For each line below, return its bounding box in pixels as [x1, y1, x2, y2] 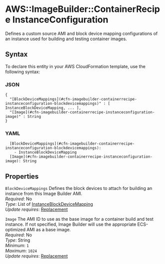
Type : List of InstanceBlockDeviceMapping [5, 201, 93, 207]
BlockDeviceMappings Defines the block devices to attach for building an [5, 185, 153, 191]
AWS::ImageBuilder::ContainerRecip [5, 3, 161, 15]
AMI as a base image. [26, 227, 71, 233]
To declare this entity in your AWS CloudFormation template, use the [5, 63, 146, 69]
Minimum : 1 [5, 243, 29, 249]
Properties [5, 172, 39, 180]
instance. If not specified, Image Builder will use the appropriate [5, 221, 137, 227]
